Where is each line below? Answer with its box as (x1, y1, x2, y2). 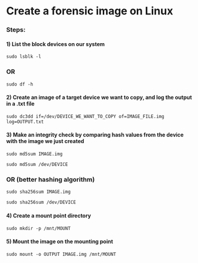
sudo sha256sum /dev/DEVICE (6, 199, 77, 205)
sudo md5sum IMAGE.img (6, 151, 63, 157)
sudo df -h (6, 81, 33, 87)
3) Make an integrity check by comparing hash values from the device (6, 131, 184, 138)
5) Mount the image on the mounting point (6, 238, 114, 245)
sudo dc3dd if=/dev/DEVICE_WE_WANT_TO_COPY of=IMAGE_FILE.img (6, 113, 165, 119)
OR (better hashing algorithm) (6, 175, 95, 183)
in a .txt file (6, 100, 35, 107)
